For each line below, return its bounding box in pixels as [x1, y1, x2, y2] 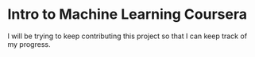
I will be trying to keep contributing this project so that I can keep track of [7, 31, 248, 41]
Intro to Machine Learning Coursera [7, 5, 248, 23]
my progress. [7, 39, 51, 48]
